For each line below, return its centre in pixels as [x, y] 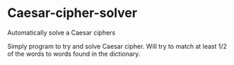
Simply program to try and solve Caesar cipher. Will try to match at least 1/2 [117, 46]
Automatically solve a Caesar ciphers [62, 32]
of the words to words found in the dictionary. [74, 54]
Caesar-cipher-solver [72, 13]
